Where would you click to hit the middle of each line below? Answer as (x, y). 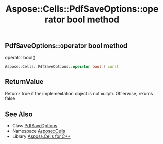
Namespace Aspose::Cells (39, 131)
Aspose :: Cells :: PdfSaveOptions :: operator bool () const (62, 66)
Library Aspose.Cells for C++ (41, 136)
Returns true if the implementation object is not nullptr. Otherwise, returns (79, 94)
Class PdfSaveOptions (35, 126)
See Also (19, 114)
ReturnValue (24, 82)
